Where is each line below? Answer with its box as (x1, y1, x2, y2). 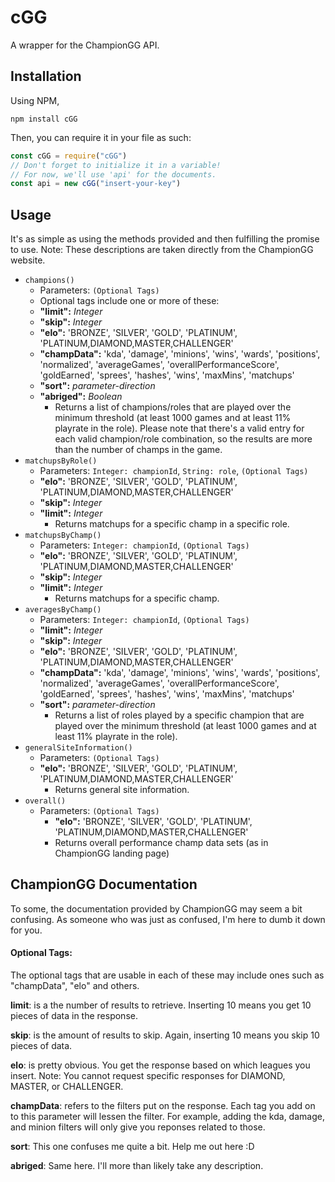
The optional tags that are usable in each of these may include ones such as (10, 969, 325, 981)
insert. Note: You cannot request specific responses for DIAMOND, (10, 1070, 286, 1082)
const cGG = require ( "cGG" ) (10, 151, 128, 161)
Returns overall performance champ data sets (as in (54, 837, 269, 849)
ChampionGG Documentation (10, 876, 198, 893)
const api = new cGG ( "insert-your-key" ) (10, 179, 182, 189)
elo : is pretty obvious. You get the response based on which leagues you (10, 1059, 311, 1071)
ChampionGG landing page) (54, 847, 170, 860)
